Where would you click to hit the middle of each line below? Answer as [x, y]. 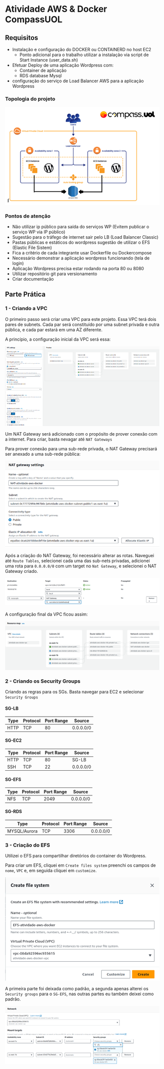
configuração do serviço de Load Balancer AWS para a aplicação [78, 81]
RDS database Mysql [41, 76]
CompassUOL [34, 19]
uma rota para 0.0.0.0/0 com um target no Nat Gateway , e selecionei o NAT [81, 566]
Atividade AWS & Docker [56, 9]
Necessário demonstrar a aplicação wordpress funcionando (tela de [81, 258]
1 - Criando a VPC [26, 309]
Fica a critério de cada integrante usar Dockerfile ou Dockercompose [82, 253]
